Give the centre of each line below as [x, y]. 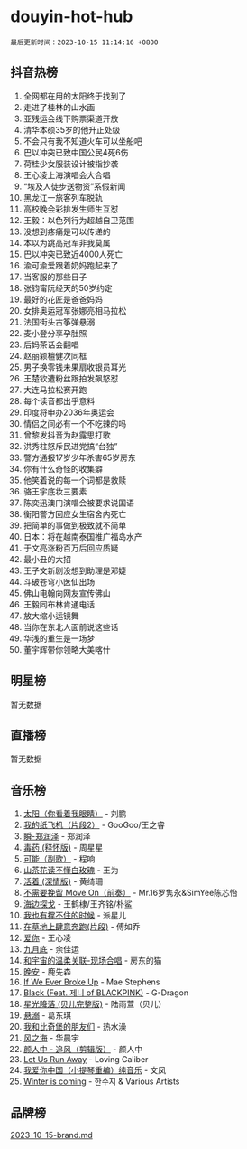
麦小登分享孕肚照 [55, 333]
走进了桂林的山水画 [59, 107]
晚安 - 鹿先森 [47, 972]
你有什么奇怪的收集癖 [63, 468]
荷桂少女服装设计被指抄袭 [71, 164]
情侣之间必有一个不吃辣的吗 [75, 423]
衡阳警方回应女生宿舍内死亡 [75, 513]
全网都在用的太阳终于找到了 [75, 96]
